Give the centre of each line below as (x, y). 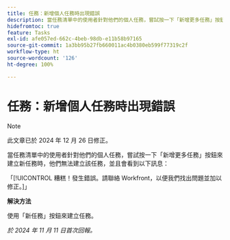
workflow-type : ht (33, 52)
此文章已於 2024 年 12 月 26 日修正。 (59, 140)
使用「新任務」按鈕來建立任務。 (52, 215)
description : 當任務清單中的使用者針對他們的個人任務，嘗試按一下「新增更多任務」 (111, 20)
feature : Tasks (29, 33)
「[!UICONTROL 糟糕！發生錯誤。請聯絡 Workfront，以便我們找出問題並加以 (115, 178)
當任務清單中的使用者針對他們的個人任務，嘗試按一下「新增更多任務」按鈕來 (115, 154)
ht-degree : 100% (30, 64)
